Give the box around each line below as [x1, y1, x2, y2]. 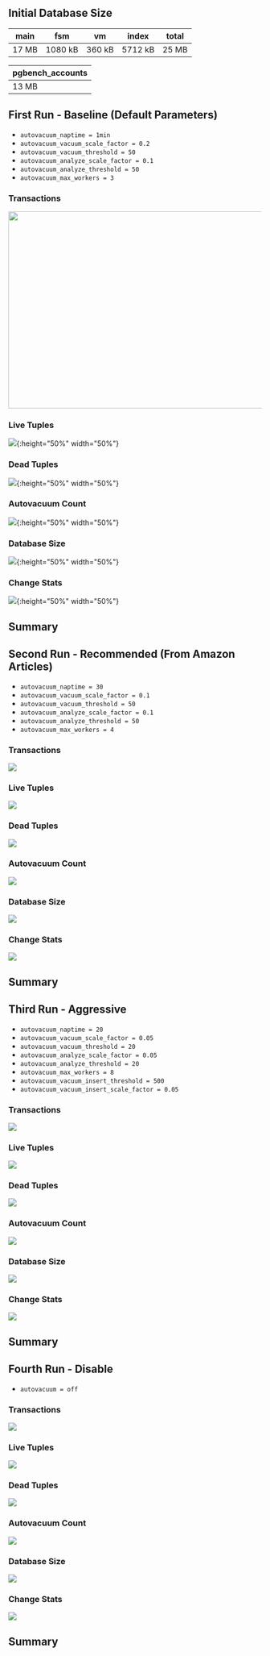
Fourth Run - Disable [8, 1363, 114, 1376]
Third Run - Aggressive [8, 1003, 127, 1017]
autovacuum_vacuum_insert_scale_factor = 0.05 [19, 1085, 179, 1093]
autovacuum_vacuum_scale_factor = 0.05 [19, 1034, 154, 1042]
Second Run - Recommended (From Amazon [8, 647, 235, 661]
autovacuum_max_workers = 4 [19, 726, 114, 734]
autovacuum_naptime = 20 [19, 1026, 104, 1034]
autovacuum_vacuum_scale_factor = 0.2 [19, 139, 150, 148]
